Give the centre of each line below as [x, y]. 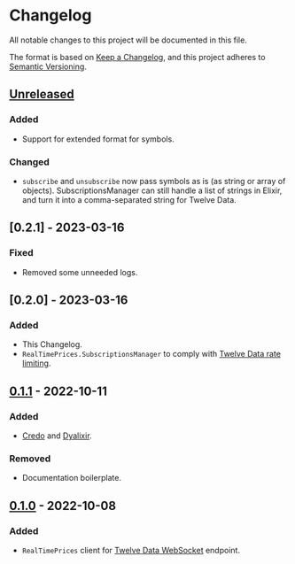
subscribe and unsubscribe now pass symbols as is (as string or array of [154, 181]
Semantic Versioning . [48, 66]
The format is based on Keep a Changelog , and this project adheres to [137, 57]
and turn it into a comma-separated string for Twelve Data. [129, 199]
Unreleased [42, 94]
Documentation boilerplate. [72, 478]
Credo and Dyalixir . [57, 436]
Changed [30, 162]
